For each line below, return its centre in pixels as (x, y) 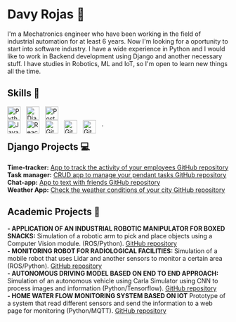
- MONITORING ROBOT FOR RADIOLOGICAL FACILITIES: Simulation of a (112, 251)
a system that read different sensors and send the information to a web (110, 303)
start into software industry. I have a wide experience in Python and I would (116, 49)
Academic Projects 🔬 (54, 211)
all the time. (24, 71)
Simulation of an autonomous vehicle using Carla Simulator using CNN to (113, 281)
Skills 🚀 (24, 93)
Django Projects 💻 (49, 147)
